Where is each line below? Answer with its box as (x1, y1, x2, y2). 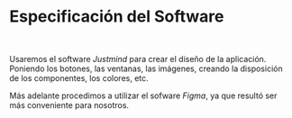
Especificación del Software (9, 6, 224, 27)
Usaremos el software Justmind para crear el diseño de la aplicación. (9, 53, 267, 64)
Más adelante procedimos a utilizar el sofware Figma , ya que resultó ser (9, 90, 278, 101)
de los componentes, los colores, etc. (9, 72, 149, 83)
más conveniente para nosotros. (9, 99, 129, 110)
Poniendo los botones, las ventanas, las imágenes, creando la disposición (9, 63, 283, 74)
